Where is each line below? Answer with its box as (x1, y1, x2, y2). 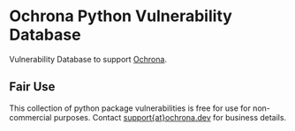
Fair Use (9, 79, 56, 94)
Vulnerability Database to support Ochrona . (9, 54, 168, 64)
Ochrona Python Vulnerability (9, 6, 232, 26)
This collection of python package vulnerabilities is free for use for (9, 103, 252, 113)
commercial (9, 112, 52, 122)
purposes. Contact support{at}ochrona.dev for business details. (53, 112, 287, 122)
